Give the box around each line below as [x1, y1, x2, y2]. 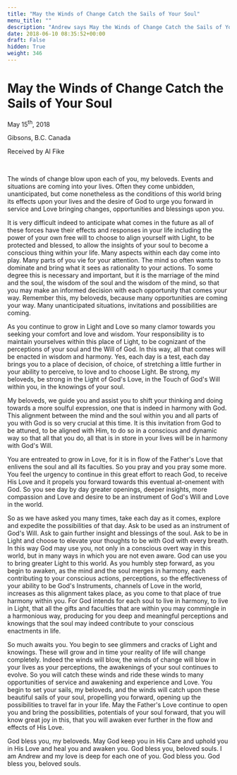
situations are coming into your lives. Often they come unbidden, [7, 182, 195, 191]
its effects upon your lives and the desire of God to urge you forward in [7, 197, 214, 206]
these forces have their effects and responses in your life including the [7, 226, 213, 234]
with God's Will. [7, 442, 53, 450]
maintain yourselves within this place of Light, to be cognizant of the [7, 338, 206, 346]
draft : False [7, 37, 46, 44]
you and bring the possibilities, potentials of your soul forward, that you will [7, 708, 226, 717]
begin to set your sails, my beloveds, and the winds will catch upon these [7, 686, 220, 694]
